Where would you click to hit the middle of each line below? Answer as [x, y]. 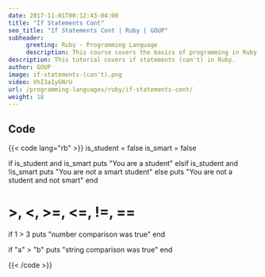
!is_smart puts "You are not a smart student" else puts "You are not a [120, 172]
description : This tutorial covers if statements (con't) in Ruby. [122, 60]
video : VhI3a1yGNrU [40, 82]
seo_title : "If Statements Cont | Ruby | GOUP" [88, 30]
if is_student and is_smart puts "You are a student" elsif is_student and [123, 164]
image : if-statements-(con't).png [65, 75]
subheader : [26, 38]
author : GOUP [30, 67]
